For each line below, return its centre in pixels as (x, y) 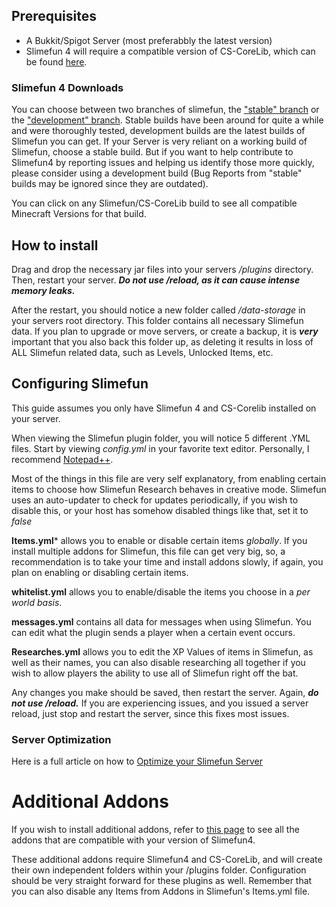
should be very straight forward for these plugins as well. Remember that (162, 880)
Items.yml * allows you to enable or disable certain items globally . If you (159, 540)
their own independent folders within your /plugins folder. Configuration (159, 870)
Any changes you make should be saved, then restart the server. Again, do (165, 692)
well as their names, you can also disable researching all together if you (158, 662)
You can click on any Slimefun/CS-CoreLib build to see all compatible (154, 203)
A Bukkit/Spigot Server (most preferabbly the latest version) (149, 40)
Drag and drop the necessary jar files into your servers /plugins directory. (162, 269)
